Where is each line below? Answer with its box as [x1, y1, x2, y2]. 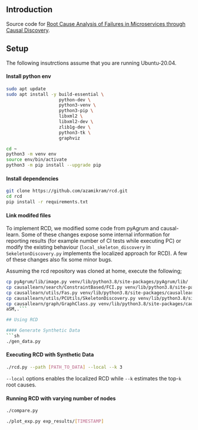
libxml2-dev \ [58, 119, 94, 125]
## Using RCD [6, 317, 38, 323]
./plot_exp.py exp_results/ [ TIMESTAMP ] [6, 418, 104, 425]
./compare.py [6, 408, 38, 414]
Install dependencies [6, 175, 59, 182]
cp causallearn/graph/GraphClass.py [6, 300, 96, 307]
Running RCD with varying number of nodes [6, 395, 116, 402]
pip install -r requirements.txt [6, 199, 88, 205]
